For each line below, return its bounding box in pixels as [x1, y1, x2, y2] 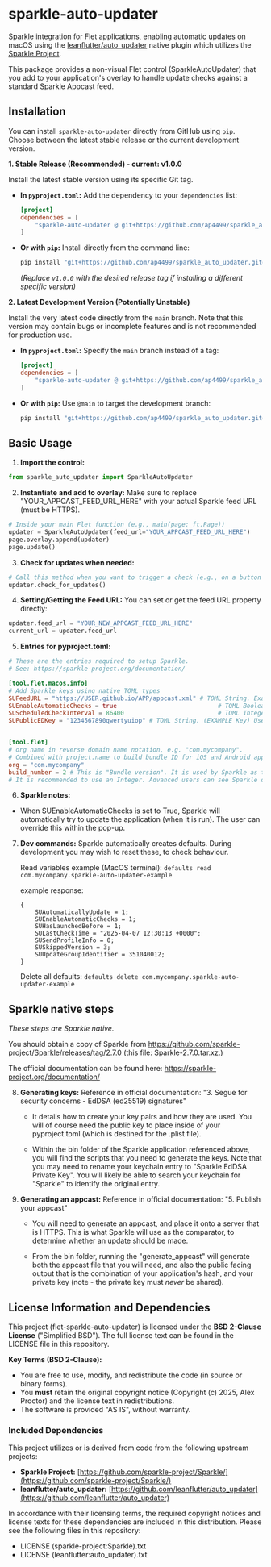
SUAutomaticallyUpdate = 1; [35, 908, 129, 916]
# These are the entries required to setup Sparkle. [8, 657, 190, 665]
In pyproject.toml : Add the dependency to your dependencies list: [19, 190, 238, 200]
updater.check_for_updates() [8, 581, 106, 589]
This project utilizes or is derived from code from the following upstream [8, 1443, 248, 1452]
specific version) [19, 281, 77, 291]
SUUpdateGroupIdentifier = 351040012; [35, 951, 165, 959]
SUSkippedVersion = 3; [35, 944, 111, 952]
